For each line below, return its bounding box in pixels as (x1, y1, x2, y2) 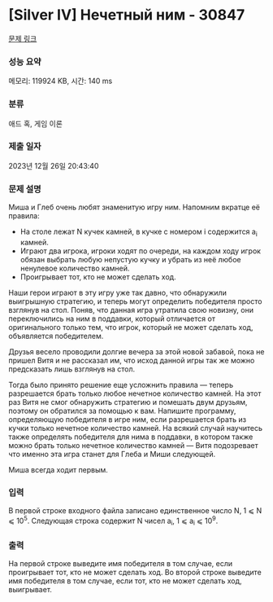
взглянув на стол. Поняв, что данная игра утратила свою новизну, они (8, 305, 254, 314)
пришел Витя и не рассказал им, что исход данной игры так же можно (8, 355, 255, 365)
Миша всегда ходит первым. (8, 464, 108, 474)
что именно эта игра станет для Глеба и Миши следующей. (8, 449, 216, 459)
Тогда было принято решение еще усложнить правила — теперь (8, 380, 234, 389)
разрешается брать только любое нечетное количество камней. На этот (8, 389, 262, 398)
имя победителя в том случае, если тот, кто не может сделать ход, (8, 576, 242, 586)
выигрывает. (8, 584, 53, 594)
